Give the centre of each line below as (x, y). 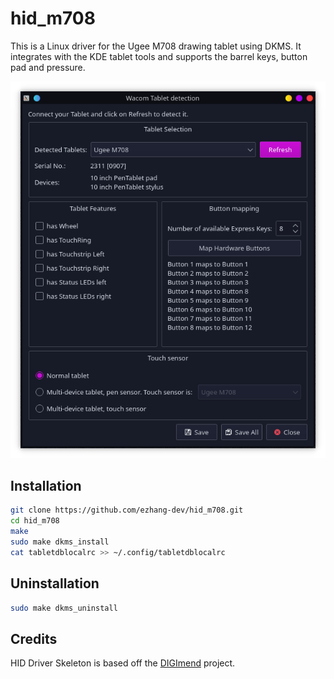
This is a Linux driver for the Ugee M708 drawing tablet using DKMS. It (156, 46)
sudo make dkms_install (60, 542)
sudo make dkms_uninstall (64, 608)
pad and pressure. (48, 67)
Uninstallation (55, 583)
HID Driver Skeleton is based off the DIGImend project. (123, 663)
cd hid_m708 (35, 521)
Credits (34, 638)
